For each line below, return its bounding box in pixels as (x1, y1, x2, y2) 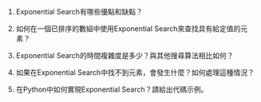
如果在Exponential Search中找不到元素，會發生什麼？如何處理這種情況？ (15, 68, 255, 77)
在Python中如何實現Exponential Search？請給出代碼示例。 (15, 84, 208, 94)
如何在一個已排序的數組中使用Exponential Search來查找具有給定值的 (15, 24, 241, 33)
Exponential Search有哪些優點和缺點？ (15, 7, 144, 16)
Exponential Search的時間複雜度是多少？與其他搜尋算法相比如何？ (15, 51, 234, 60)
